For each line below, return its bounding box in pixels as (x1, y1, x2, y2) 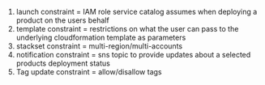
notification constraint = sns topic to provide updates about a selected (15, 50, 251, 59)
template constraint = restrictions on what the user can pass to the (15, 24, 239, 33)
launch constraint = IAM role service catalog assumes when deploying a (15, 7, 258, 16)
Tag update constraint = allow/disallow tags (15, 67, 162, 76)
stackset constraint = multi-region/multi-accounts (15, 41, 183, 51)
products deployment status (15, 58, 111, 68)
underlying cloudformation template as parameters (15, 32, 186, 42)
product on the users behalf (15, 15, 109, 25)
